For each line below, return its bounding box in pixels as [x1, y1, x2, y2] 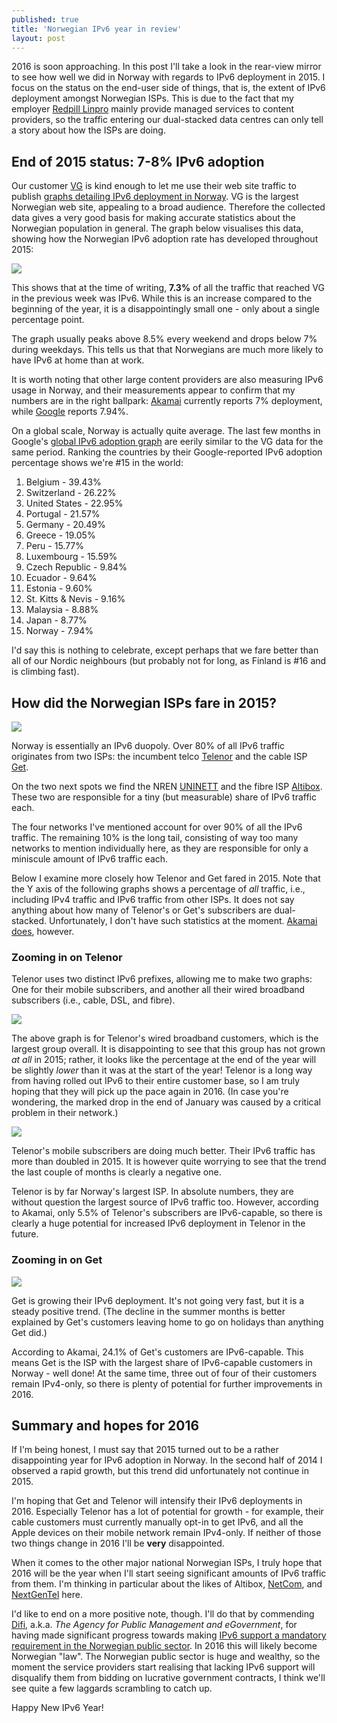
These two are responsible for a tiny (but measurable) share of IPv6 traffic [11, 791, 317, 803]
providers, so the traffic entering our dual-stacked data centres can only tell [11, 114, 324, 126]
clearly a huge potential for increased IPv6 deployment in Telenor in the [11, 1217, 306, 1230]
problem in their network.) [11, 1107, 119, 1119]
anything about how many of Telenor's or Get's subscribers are [11, 904, 273, 916]
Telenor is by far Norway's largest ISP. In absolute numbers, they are [11, 1186, 294, 1198]
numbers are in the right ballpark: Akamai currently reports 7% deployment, [11, 395, 323, 407]
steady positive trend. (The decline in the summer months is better [11, 1305, 286, 1317]
